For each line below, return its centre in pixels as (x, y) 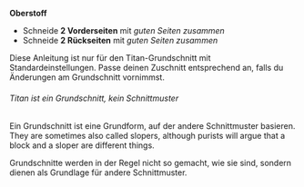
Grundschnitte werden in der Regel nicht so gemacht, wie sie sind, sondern (151, 163)
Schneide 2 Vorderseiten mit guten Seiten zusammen (123, 30)
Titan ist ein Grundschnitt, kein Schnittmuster (94, 98)
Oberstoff (28, 13)
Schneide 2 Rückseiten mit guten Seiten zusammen (120, 40)
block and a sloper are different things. (82, 145)
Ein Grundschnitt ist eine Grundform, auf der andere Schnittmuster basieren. (152, 126)
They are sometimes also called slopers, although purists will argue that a (147, 136)
